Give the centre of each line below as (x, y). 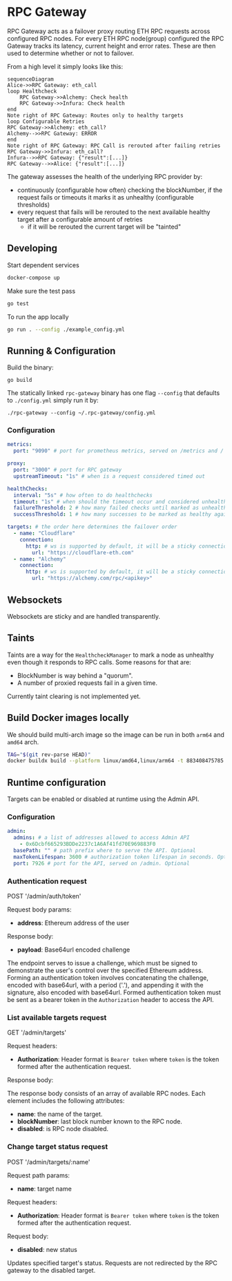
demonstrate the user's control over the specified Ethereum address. (105, 970)
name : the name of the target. (60, 1114)
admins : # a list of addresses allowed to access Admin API (101, 838)
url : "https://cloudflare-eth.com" (83, 552)
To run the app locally (38, 317)
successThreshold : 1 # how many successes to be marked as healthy (113, 514)
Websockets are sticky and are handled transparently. (84, 616)
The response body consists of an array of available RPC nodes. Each (106, 1094)
